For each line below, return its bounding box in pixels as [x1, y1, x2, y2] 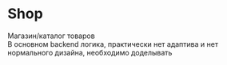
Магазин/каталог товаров [7, 31, 95, 40]
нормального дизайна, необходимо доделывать [7, 48, 173, 57]
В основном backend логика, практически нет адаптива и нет [7, 39, 219, 48]
